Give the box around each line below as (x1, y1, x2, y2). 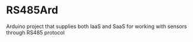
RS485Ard (6, 3, 58, 17)
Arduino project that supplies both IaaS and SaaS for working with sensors (6, 23, 187, 30)
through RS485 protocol (6, 29, 65, 36)
